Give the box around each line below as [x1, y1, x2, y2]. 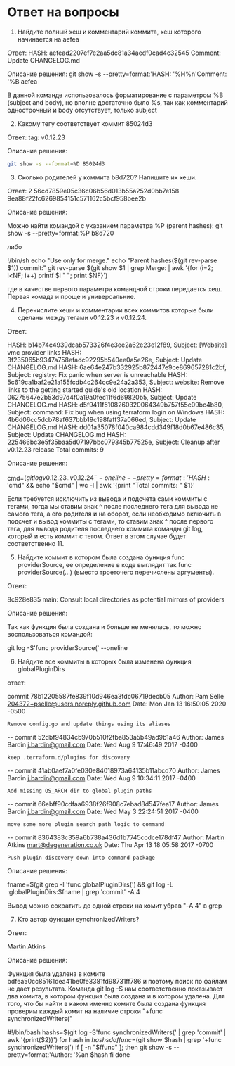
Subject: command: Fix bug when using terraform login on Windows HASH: [7, 407, 225, 416]
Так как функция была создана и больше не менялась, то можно [7, 623, 202, 631]
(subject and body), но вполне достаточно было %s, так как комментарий [7, 98, 228, 106]
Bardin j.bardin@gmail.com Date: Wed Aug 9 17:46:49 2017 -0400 [7, 740, 199, 749]
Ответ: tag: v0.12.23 [7, 133, 65, 141]
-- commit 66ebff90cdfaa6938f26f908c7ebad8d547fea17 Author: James [7, 800, 219, 808]
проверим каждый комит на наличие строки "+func [7, 1007, 163, 1015]
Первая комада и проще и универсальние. [7, 292, 136, 300]
